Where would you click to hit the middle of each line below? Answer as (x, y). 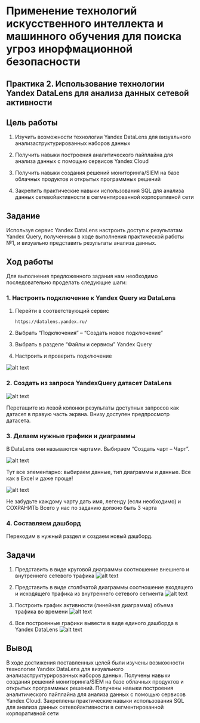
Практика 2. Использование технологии (86, 84)
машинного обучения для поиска (94, 36)
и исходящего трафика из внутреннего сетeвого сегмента (89, 594)
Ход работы (30, 262)
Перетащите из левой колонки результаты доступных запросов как (93, 408)
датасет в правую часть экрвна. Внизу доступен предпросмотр (88, 414)
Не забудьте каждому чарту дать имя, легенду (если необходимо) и (94, 501)
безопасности (43, 62)
